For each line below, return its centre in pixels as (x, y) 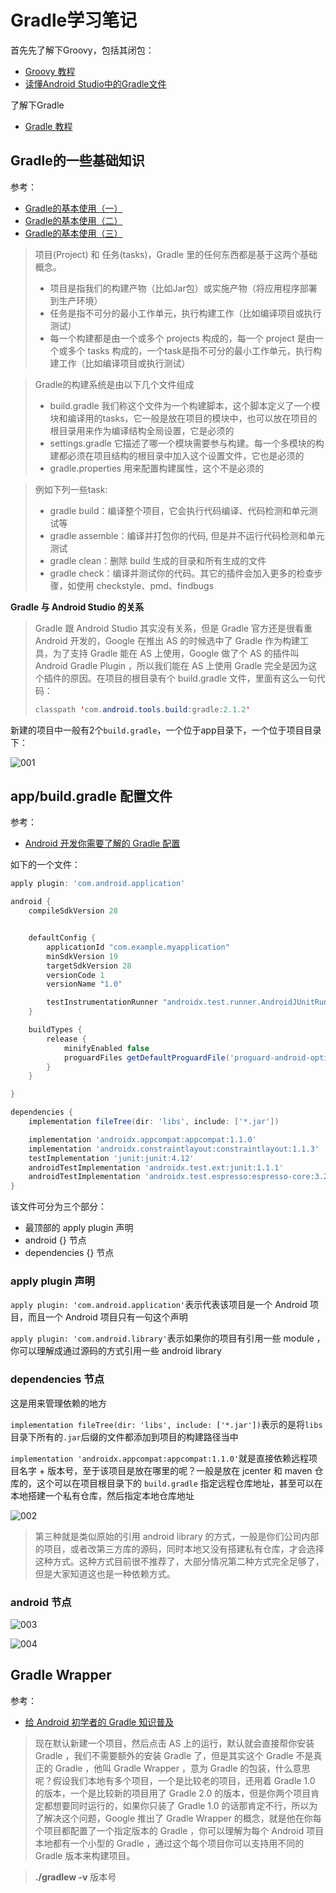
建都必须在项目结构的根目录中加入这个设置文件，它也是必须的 (177, 455)
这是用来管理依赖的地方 (58, 1403)
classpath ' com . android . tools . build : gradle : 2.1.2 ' (142, 709)
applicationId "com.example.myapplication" (138, 947)
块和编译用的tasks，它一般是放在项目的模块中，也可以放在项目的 (183, 418)
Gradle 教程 (48, 126)
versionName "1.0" (84, 984)
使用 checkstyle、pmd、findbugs (145, 585)
